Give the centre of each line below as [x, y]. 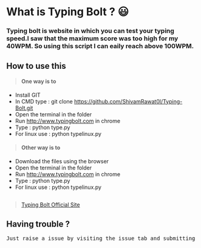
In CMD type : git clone [44, 101]
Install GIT [28, 95]
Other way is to [41, 147]
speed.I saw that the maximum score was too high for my [92, 38]
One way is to [39, 82]
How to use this [36, 66]
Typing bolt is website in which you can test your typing [90, 31]
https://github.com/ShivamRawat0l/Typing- [128, 101]
